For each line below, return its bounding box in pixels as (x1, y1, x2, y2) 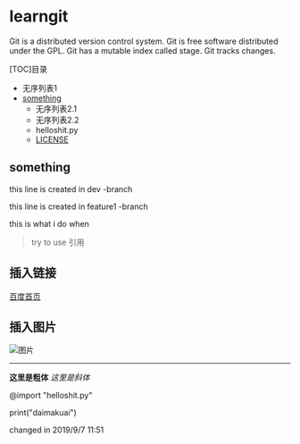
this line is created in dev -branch (9, 183, 133, 194)
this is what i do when (9, 218, 89, 229)
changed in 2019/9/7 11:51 (9, 424, 104, 435)
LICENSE (35, 134, 69, 145)
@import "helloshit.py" (9, 390, 93, 401)
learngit (9, 6, 69, 27)
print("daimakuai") (9, 407, 78, 418)
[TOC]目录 (9, 63, 47, 74)
